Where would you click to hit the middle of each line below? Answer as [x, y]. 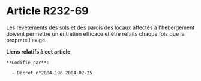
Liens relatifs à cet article [38, 51]
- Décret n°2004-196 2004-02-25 [52, 73]
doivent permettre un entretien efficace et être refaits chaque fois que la [95, 33]
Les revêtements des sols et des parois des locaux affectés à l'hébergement [100, 27]
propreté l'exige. [26, 40]
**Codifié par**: [28, 63]
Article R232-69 [47, 11]
